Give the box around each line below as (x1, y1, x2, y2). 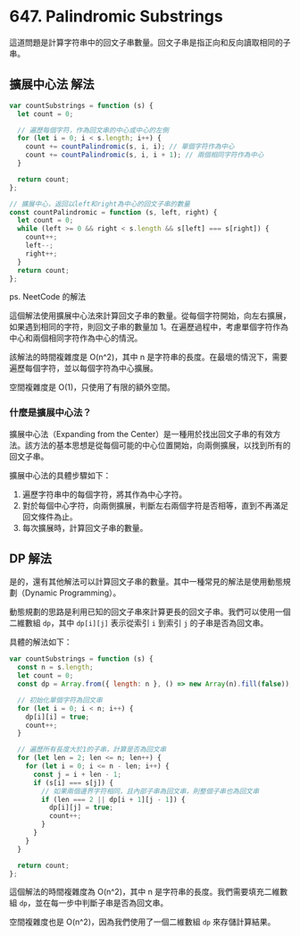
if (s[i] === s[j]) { (32, 778, 114, 788)
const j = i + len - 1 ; (32, 770, 122, 779)
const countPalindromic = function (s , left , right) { (9, 207, 218, 216)
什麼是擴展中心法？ (9, 407, 92, 419)
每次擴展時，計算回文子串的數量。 (21, 522, 148, 533)
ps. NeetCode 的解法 (9, 291, 87, 302)
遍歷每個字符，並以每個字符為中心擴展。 (9, 363, 158, 374)
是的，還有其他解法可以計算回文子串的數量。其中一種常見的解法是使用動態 (9, 577, 283, 587)
